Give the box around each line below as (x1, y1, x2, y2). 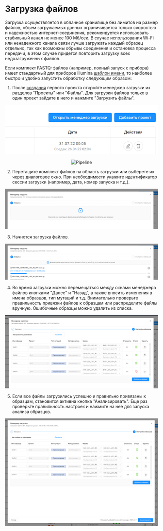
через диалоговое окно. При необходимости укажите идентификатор (12, 174, 158, 180)
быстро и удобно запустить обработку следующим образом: (5, 75, 132, 81)
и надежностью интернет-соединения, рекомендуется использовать (5, 30, 149, 35)
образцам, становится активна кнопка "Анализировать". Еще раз (12, 398, 148, 404)
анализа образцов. (12, 409, 51, 415)
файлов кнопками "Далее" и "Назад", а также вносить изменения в (12, 290, 152, 296)
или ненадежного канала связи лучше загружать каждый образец (5, 40, 143, 46)
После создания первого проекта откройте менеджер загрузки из (12, 84, 150, 90)
